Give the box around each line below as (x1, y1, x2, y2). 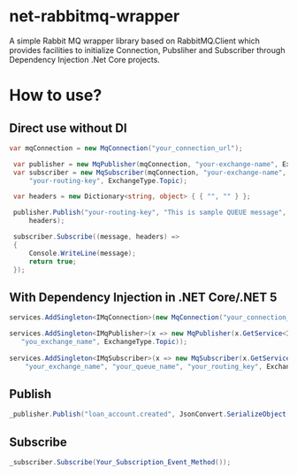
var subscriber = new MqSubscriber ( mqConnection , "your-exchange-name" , (12, 168, 287, 177)
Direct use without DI (9, 120, 127, 135)
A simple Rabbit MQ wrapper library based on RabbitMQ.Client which (9, 35, 261, 46)
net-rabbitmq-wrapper (9, 6, 180, 27)
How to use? (9, 86, 103, 105)
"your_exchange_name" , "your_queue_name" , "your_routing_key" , (25, 362, 263, 371)
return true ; (28, 257, 77, 266)
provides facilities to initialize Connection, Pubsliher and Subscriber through (9, 44, 286, 55)
